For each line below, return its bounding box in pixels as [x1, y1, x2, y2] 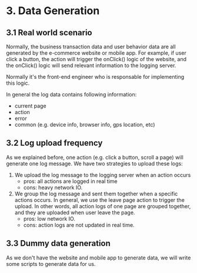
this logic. [6, 79, 30, 86]
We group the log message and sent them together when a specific [14, 190, 178, 197]
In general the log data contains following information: [6, 91, 137, 98]
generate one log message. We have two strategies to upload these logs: [6, 160, 183, 167]
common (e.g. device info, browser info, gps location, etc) [14, 121, 155, 128]
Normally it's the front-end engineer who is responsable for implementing [6, 74, 185, 80]
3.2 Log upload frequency [6, 138, 103, 148]
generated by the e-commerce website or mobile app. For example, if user [6, 49, 186, 56]
